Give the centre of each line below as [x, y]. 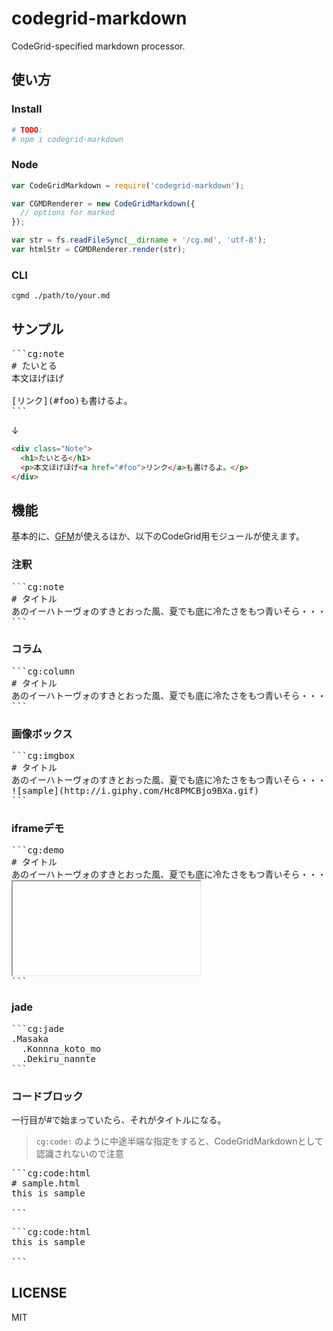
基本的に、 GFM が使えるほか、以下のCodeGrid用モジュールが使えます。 [158, 536]
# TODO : [27, 130]
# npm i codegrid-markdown [67, 139]
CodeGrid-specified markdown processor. [98, 46]
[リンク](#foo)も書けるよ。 [72, 400]
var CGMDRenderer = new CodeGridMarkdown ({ [103, 203]
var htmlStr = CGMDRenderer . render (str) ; [99, 250]
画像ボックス [42, 734]
